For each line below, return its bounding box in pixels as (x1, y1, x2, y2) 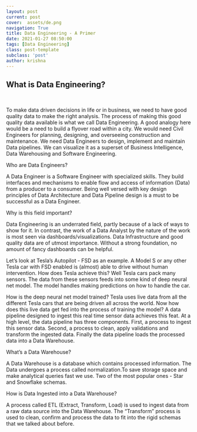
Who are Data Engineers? (6, 162, 68, 169)
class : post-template (6, 47, 59, 53)
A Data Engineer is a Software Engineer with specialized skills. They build (6, 173, 184, 180)
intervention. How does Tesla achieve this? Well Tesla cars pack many (6, 270, 176, 277)
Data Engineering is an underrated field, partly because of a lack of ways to (6, 221, 189, 228)
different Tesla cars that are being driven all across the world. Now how (6, 300, 179, 307)
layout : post (6, 8, 38, 15)
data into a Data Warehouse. (6, 337, 75, 344)
